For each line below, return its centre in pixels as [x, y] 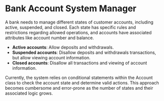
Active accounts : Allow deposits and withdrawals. [63, 47]
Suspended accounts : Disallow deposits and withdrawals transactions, [84, 52]
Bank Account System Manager [71, 9]
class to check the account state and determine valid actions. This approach [82, 83]
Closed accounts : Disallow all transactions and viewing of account [80, 63]
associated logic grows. [29, 93]
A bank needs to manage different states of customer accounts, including [79, 22]
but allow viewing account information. [51, 57]
